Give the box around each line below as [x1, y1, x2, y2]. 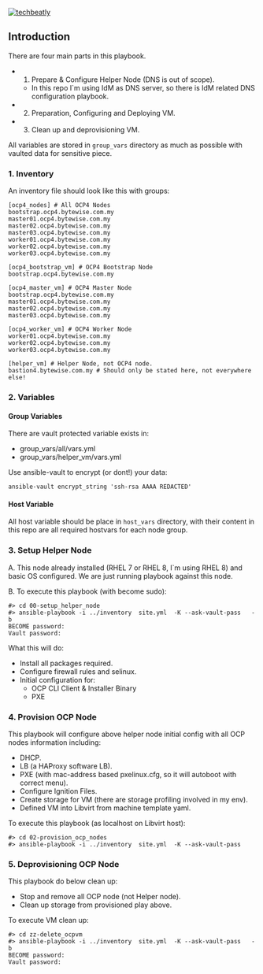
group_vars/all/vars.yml [19, 444, 96, 454]
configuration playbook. [31, 91, 109, 101]
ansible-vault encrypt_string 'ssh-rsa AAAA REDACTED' [8, 483, 192, 491]
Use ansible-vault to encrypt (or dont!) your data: [8, 468, 168, 477]
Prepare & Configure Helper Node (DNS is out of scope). [31, 75, 215, 84]
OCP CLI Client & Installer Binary [31, 683, 137, 693]
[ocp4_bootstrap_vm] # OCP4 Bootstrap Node [8, 264, 154, 272]
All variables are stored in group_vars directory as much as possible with [8, 140, 243, 150]
